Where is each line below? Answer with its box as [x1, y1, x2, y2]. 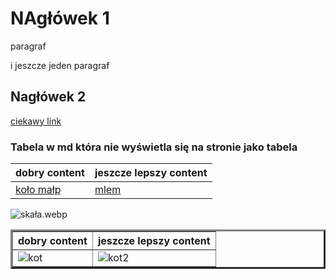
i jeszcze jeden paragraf [10, 59, 110, 71]
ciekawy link [10, 115, 62, 127]
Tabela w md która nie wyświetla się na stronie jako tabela [10, 140, 298, 154]
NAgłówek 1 [10, 7, 110, 30]
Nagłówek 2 [10, 88, 87, 106]
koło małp [15, 183, 62, 197]
